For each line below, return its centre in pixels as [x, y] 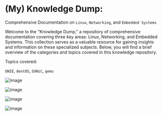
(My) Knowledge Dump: [54, 9]
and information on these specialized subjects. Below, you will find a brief [78, 47]
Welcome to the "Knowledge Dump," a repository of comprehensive [73, 31]
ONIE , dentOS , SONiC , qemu [29, 71]
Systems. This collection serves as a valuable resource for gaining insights [80, 42]
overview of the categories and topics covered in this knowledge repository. [81, 52]
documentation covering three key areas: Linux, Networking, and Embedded [81, 37]
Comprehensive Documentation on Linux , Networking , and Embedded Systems [81, 22]
